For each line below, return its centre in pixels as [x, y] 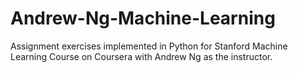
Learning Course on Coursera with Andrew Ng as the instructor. [141, 56]
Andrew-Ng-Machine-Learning [143, 18]
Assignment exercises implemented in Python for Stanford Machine [149, 46]
